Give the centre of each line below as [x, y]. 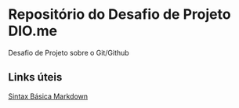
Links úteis [35, 77]
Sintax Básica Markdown [48, 96]
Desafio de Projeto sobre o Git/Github [69, 52]
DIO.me [33, 31]
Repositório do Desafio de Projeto [119, 14]
